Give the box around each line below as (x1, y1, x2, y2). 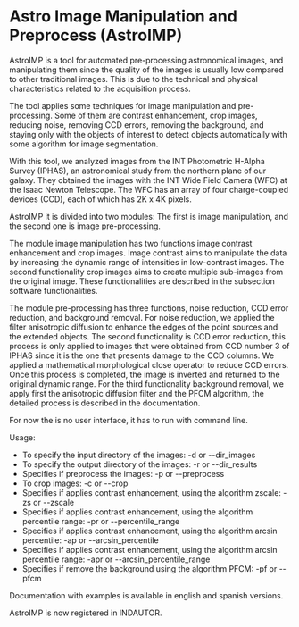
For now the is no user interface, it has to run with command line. (9, 414, 248, 425)
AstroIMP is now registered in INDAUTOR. (9, 607, 162, 618)
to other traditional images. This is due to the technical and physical (9, 73, 259, 84)
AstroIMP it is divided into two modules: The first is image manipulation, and (9, 211, 288, 222)
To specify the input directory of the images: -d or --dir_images (21, 449, 256, 460)
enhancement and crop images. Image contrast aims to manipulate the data (9, 247, 287, 258)
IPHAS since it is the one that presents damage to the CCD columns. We (9, 350, 275, 361)
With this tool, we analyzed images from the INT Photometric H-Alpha (9, 155, 265, 166)
